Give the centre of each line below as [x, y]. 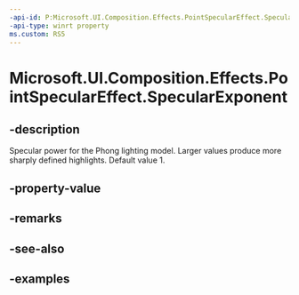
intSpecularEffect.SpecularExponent [148, 96]
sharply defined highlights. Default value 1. [87, 160]
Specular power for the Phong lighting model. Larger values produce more [145, 151]
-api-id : [25, 17]
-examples [40, 279]
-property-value [55, 188]
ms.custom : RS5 [37, 34]
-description [44, 129]
